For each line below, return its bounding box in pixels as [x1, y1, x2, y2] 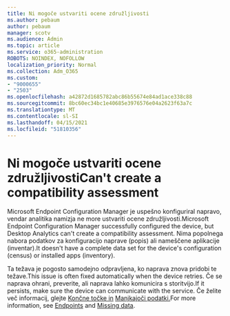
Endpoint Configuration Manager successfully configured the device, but [7, 222, 214, 230]
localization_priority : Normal [7, 61, 97, 68]
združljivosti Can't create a [7, 170, 162, 186]
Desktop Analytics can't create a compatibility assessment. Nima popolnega [7, 229, 224, 238]
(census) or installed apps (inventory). [7, 251, 116, 259]
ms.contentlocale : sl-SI [7, 112, 79, 119]
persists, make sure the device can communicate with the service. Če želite [7, 287, 222, 295]
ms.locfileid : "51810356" [7, 126, 81, 132]
